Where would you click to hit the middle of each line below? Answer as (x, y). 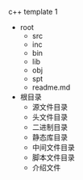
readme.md (51, 87)
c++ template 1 (33, 12)
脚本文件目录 (53, 157)
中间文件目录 (53, 147)
